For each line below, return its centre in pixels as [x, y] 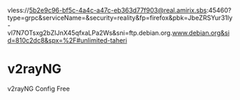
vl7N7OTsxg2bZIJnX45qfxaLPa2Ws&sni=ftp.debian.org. [90, 33]
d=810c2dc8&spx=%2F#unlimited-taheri [67, 40]
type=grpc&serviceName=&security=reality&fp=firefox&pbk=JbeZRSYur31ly [120, 18]
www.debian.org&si [201, 33]
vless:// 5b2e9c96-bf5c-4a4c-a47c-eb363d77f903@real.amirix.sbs [107, 10]
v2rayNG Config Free [39, 89]
